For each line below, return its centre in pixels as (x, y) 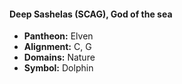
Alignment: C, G (57, 47)
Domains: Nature (59, 57)
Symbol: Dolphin (58, 68)
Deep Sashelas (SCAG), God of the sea (91, 14)
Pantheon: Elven (58, 36)
